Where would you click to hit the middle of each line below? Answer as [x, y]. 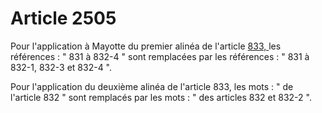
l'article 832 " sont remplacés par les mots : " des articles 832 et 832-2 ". [161, 97]
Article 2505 [63, 18]
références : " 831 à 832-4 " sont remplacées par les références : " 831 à [160, 56]
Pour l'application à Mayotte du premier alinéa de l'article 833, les [146, 46]
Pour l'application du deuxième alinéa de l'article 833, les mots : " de [152, 86]
